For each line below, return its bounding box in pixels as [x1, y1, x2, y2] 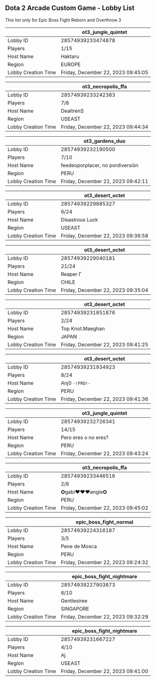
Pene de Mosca [61, 543, 97, 550]
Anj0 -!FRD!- [61, 379, 91, 386]
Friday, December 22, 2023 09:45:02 [61, 504, 149, 511]
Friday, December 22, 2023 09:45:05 [61, 69, 149, 76]
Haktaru [61, 53, 80, 60]
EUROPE [61, 61, 81, 68]
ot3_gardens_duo [83, 137, 125, 144]
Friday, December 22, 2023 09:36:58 [61, 232, 149, 239]
